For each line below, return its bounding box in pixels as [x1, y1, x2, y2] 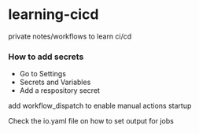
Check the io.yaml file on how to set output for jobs [8, 116, 175, 126]
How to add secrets [8, 51, 84, 62]
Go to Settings [19, 69, 67, 79]
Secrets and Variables [19, 77, 91, 87]
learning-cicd [8, 6, 99, 24]
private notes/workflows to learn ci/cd [8, 31, 132, 41]
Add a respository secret [19, 86, 101, 95]
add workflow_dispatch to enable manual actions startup [8, 101, 192, 111]
